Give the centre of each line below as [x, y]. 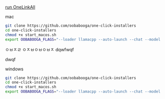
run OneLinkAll [20, 7]
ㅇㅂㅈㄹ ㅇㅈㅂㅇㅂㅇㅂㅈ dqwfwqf [40, 49]
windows [14, 69]
